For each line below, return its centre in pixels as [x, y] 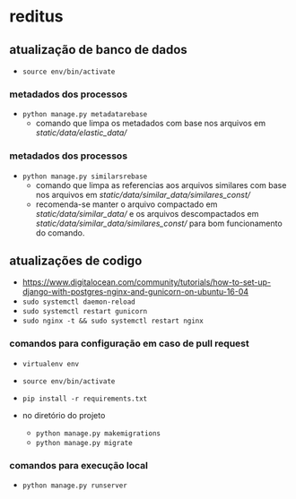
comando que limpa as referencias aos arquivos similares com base [161, 185]
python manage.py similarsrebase [85, 176]
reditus [37, 17]
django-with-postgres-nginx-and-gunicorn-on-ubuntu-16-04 [135, 292]
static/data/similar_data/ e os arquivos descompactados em [147, 213]
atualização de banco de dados [99, 50]
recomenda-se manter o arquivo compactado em [126, 204]
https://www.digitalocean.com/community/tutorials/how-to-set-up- [147, 282]
